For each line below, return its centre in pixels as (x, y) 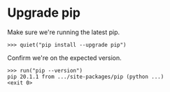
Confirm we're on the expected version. (65, 58)
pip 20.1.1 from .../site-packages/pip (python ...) (86, 77)
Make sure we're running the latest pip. (64, 32)
